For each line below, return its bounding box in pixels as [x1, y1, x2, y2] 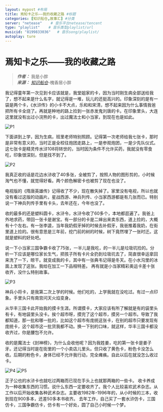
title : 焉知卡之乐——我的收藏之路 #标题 [5, 12, 76, 16]
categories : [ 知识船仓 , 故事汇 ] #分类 [5, 16, 75, 21]
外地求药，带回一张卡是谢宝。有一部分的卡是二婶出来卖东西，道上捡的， [5, 216, 149, 222]
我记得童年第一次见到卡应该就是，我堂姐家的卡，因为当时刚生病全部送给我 [5, 90, 154, 95]
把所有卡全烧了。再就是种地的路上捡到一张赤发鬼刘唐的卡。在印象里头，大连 [5, 108, 158, 114]
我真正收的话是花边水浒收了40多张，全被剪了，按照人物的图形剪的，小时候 [5, 172, 155, 177]
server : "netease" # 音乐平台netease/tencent [5, 20, 102, 26]
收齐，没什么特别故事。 [5, 269, 52, 275]
